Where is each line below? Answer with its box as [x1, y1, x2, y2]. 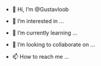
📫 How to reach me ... [12, 53, 69, 60]
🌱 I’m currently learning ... [12, 29, 78, 36]
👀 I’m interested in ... [12, 18, 64, 24]
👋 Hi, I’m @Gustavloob [12, 6, 69, 13]
